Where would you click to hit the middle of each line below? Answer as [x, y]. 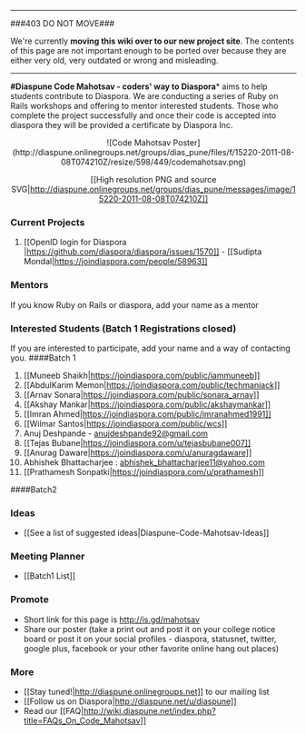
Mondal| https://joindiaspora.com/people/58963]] [115, 262]
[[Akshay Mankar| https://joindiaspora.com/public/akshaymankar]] [147, 404]
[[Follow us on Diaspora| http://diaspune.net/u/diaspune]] [130, 701]
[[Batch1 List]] [49, 576]
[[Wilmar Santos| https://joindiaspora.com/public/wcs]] [125, 423]
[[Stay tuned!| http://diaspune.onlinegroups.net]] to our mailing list [147, 692]
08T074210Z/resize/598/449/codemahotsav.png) [153, 162]
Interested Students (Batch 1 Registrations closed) [123, 328]
